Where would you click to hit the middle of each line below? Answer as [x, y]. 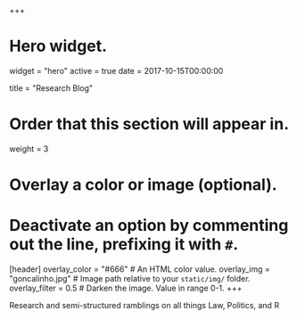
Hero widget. [58, 46]
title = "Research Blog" [51, 88]
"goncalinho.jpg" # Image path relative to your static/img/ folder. [130, 278]
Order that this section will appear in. [149, 124]
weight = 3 [29, 149]
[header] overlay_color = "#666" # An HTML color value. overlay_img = [140, 269]
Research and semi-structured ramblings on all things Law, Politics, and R [144, 305]
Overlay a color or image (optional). [144, 185]
